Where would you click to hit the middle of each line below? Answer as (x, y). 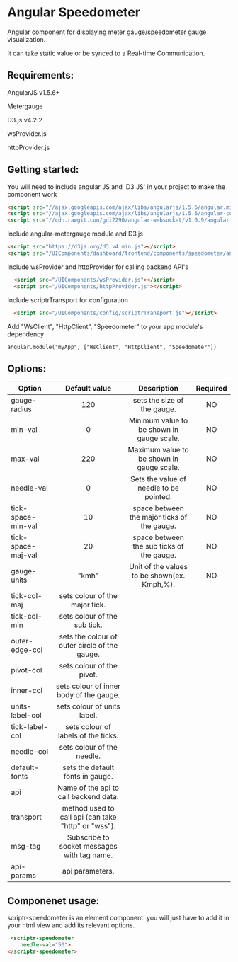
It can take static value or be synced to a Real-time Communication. (106, 53)
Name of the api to (88, 788)
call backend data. (88, 797)
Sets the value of (158, 479)
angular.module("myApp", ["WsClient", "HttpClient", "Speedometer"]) (112, 347)
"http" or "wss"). (88, 826)
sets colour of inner (88, 686)
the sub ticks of (158, 546)
